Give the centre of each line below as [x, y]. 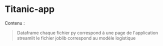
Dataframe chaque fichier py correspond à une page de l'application [87, 32]
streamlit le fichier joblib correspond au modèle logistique [76, 38]
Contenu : [15, 23]
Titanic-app [30, 9]
